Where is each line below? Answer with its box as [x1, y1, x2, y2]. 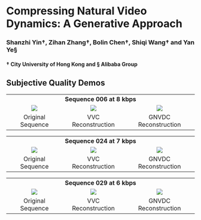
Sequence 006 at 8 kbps [65, 94, 136, 103]
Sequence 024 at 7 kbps [65, 136, 136, 145]
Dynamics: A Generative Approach [6, 17, 182, 30]
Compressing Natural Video [6, 4, 147, 18]
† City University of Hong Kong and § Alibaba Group [6, 60, 138, 68]
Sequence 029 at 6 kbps [65, 178, 136, 187]
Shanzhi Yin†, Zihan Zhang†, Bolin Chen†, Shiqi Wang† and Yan [6, 38, 195, 47]
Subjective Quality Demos [6, 78, 105, 88]
